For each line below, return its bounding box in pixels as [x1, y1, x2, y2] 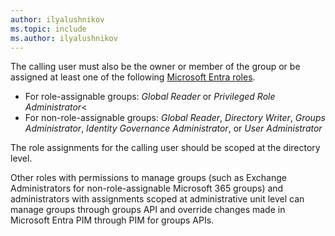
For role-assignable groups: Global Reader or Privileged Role [24, 91, 276, 103]
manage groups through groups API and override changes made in [10, 204, 286, 216]
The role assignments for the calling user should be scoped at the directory [10, 142, 321, 154]
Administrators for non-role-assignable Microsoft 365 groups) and [10, 182, 284, 195]
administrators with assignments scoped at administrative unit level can [10, 193, 305, 205]
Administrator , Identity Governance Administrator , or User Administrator [24, 122, 323, 135]
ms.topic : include [10, 24, 87, 34]
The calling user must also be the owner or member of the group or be [10, 61, 301, 73]
